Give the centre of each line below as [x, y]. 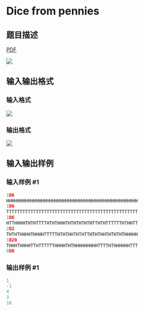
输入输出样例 [30, 164]
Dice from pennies [53, 11]
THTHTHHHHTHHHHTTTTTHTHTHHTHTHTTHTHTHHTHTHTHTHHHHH [72, 234]
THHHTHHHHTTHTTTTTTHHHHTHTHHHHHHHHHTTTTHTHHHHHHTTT [72, 245]
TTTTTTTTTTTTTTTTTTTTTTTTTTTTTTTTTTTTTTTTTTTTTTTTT [72, 212]
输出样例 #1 [22, 268]
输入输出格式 [30, 82]
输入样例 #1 [22, 182]
